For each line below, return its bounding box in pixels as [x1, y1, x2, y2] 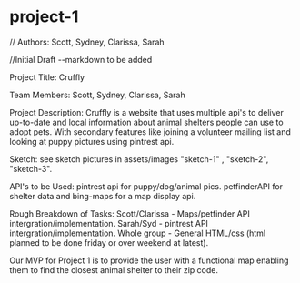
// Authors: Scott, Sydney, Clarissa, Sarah [9, 36, 165, 47]
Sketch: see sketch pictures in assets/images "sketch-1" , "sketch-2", [9, 153, 269, 165]
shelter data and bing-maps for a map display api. [9, 190, 196, 201]
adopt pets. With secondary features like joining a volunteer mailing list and [9, 126, 291, 137]
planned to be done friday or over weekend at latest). [9, 237, 209, 248]
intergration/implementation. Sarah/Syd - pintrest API [9, 217, 209, 228]
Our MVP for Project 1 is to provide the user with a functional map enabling [9, 255, 289, 266]
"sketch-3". [9, 163, 53, 174]
